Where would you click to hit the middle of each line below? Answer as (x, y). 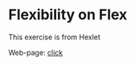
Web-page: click (36, 52)
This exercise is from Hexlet (54, 37)
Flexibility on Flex (68, 15)
